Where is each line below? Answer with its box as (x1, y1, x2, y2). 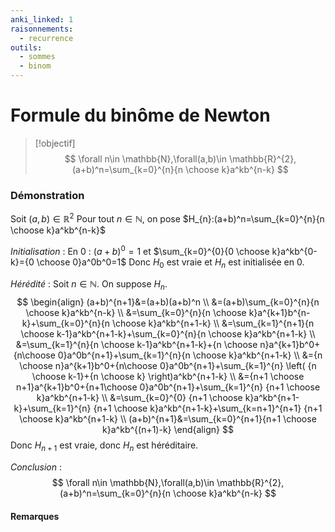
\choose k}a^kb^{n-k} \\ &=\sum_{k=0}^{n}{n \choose (25, 307, 247, 319)
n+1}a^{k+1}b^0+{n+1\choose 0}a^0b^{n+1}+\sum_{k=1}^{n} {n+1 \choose (15, 381, 321, 393)
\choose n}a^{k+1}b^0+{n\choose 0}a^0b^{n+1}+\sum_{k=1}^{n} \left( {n (19, 360, 317, 372)
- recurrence (19, 33, 74, 43)
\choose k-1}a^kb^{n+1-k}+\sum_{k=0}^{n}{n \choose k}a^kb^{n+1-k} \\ (20, 328, 316, 340)
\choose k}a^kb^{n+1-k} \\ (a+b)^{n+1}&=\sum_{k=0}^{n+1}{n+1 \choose (19, 413, 317, 425)
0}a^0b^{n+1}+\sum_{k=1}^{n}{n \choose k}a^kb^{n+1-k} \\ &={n (57, 349, 323, 361)
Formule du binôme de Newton (10, 104, 271, 127)
